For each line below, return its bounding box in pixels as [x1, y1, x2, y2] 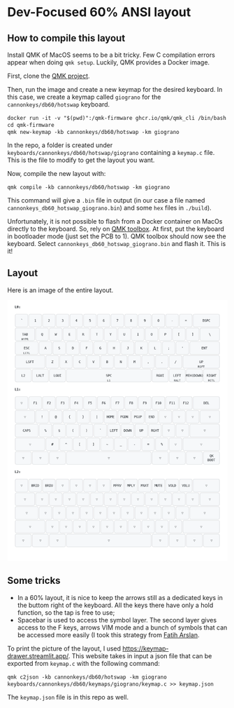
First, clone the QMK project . [7, 72, 90, 80]
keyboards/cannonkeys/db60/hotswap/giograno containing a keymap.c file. [7, 149, 215, 156]
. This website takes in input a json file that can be [68, 651, 212, 660]
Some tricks [7, 575, 61, 587]
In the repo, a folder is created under [7, 141, 113, 149]
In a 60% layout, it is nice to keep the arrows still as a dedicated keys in [17, 593, 224, 601]
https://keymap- [122, 644, 169, 653]
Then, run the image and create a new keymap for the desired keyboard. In [7, 86, 223, 93]
